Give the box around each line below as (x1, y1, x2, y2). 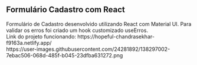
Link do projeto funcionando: (6, 32, 77, 40)
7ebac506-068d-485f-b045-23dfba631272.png (6, 51, 123, 58)
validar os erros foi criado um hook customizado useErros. (6, 27, 149, 34)
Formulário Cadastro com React (6, 5, 125, 15)
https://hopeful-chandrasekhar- (77, 32, 155, 40)
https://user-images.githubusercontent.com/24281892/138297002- (6, 45, 170, 53)
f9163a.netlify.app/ (6, 39, 52, 46)
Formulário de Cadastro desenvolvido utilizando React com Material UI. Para (6, 20, 192, 27)
